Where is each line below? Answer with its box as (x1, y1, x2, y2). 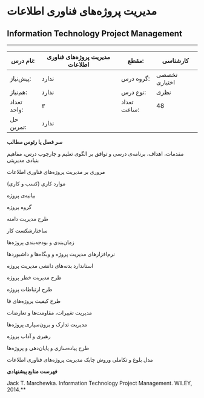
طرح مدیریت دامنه (7, 215, 49, 222)
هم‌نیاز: (10, 88, 28, 96)
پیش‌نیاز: (10, 75, 31, 82)
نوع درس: (120, 88, 146, 96)
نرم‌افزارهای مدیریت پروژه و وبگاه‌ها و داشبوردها (7, 250, 116, 257)
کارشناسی (162, 56, 189, 65)
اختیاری (156, 78, 175, 86)
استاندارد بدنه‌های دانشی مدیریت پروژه (7, 262, 94, 269)
